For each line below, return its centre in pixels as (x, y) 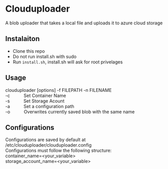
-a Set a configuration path (40, 106)
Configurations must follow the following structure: (59, 151)
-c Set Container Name (36, 95)
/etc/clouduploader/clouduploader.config (48, 145)
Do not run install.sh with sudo (45, 56)
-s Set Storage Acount (35, 101)
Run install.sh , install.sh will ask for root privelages (68, 62)
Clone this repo (29, 51)
